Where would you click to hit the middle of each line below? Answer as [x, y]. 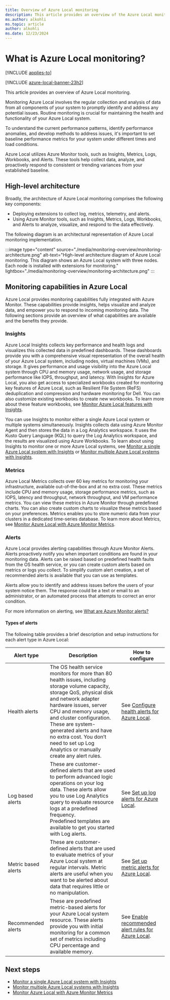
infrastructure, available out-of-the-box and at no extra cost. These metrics [84, 487]
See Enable [135, 917]
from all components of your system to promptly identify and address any [82, 108]
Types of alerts [22, 623]
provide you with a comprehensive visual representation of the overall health [85, 355]
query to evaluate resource [82, 802]
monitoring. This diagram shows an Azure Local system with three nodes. [82, 260]
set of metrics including [78, 939]
